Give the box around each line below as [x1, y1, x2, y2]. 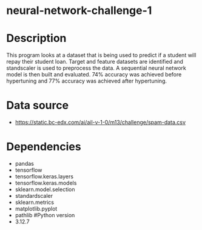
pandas [15, 160, 35, 167]
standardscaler [15, 192, 53, 199]
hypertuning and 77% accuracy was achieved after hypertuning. [6, 77, 167, 85]
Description [6, 32, 67, 46]
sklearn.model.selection [15, 186, 75, 193]
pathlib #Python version [15, 212, 75, 218]
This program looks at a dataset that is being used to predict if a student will [6, 52, 197, 59]
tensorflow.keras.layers [15, 173, 74, 180]
